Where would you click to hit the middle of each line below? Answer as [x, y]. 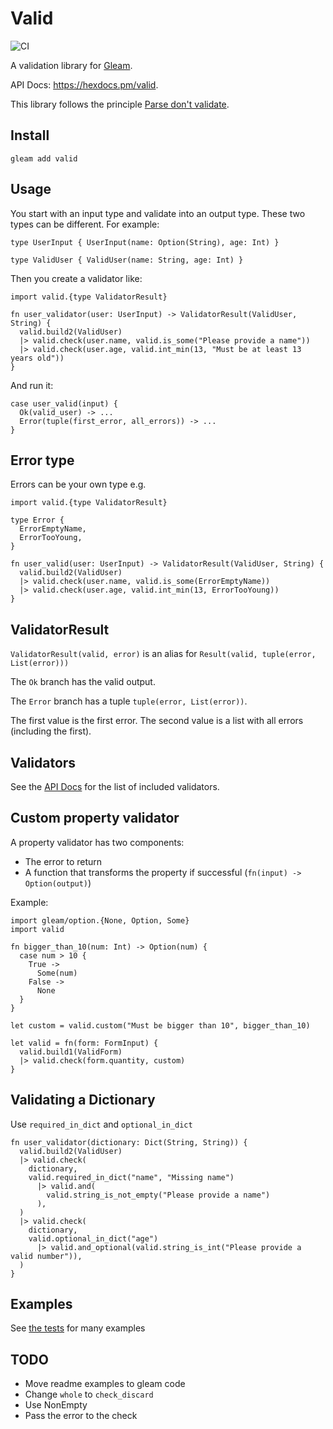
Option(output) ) [58, 883]
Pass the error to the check [81, 1416]
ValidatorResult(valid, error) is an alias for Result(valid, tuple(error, [163, 654]
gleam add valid [44, 158]
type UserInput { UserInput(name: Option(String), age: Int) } [145, 242]
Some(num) [57, 973]
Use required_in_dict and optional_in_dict [101, 1124]
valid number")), [46, 1256]
